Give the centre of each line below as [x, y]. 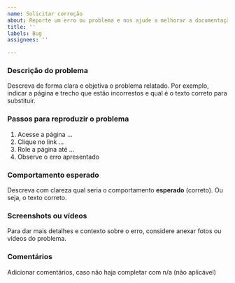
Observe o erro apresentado [58, 157]
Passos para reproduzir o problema [68, 119]
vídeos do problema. [37, 239]
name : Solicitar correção [45, 14]
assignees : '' [28, 40]
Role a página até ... [46, 149]
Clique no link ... [41, 142]
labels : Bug [24, 33]
